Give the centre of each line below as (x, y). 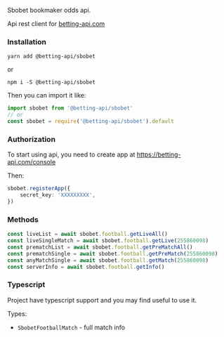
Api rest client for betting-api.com (56, 24)
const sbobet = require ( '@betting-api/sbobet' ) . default (91, 121)
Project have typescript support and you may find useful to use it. (102, 300)
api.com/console (32, 162)
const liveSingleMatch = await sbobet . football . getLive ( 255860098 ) (108, 241)
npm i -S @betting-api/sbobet (52, 82)
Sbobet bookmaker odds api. (49, 10)
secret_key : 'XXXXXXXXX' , (58, 195)
